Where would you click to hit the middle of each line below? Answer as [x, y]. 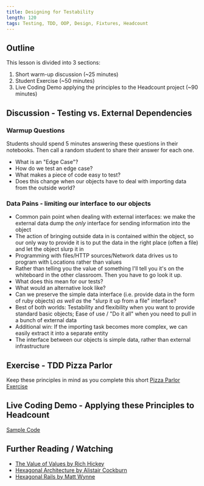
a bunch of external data [46, 320]
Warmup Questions [36, 130]
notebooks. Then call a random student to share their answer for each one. [100, 150]
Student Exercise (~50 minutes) [55, 81]
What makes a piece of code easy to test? [68, 175]
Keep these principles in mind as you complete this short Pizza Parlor [93, 380]
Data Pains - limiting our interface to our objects [79, 203]
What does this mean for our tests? [59, 281]
